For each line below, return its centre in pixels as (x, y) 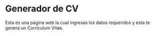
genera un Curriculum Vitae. (34, 27)
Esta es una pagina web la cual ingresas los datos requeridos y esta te (77, 22)
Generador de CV (42, 9)
